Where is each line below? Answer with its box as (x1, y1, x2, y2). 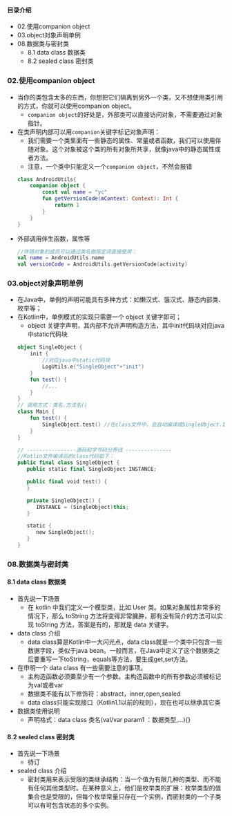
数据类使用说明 (17, 707, 60, 715)
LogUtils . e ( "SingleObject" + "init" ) (42, 363, 145, 371)
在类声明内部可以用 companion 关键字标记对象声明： (17, 127, 161, 136)
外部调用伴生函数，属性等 (17, 234, 90, 243)
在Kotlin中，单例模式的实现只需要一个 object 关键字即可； (17, 313, 182, 321)
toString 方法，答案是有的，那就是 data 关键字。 (35, 620, 173, 629)
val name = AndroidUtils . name (17, 254, 105, 261)
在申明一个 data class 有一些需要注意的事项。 (17, 664, 147, 672)
